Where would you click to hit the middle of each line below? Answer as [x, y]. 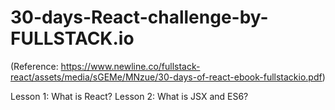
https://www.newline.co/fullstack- [130, 66]
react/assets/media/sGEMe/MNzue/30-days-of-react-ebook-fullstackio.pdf [166, 77]
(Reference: [34, 66]
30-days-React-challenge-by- [139, 17]
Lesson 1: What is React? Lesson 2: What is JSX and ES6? [129, 96]
